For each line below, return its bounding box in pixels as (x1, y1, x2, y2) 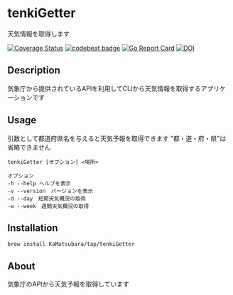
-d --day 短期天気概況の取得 (7, 195, 87, 202)
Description (7, 64, 60, 76)
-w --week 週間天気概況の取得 (7, 202, 90, 209)
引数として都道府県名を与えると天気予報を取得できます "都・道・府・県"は (7, 134, 227, 143)
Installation (7, 222, 58, 234)
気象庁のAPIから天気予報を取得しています (7, 280, 129, 289)
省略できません (7, 143, 51, 151)
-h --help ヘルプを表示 (7, 180, 71, 187)
